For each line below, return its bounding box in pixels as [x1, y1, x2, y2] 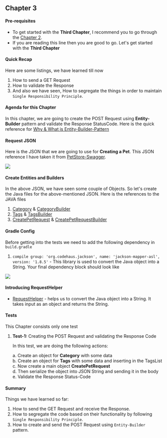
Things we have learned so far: [5, 396, 69, 402]
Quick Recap [5, 56, 32, 62]
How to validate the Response [12, 82, 74, 88]
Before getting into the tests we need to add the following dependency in [5, 239, 155, 245]
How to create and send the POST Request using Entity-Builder [12, 422, 146, 428]
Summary [5, 385, 26, 391]
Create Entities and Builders [5, 175, 64, 181]
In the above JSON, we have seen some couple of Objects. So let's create [5, 186, 157, 192]
